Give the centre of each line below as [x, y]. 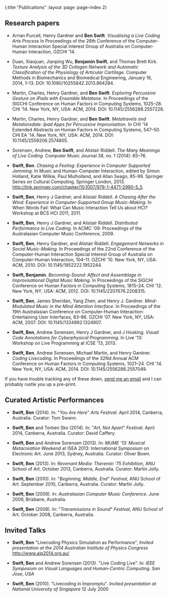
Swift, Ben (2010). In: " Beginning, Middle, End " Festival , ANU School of [86, 478]
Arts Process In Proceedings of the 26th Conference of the [73, 41]
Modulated [23, 306]
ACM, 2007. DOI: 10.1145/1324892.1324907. [57, 322]
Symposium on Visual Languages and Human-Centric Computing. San [86, 569]
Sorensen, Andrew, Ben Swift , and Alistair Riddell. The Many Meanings [86, 150]
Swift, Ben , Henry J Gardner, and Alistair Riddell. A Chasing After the [84, 197]
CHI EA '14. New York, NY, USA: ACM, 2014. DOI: [63, 135]
